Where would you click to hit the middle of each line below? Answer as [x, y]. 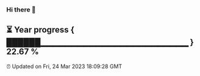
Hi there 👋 [21, 10]
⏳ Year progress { [41, 30]
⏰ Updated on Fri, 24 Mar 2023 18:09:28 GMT [64, 66]
